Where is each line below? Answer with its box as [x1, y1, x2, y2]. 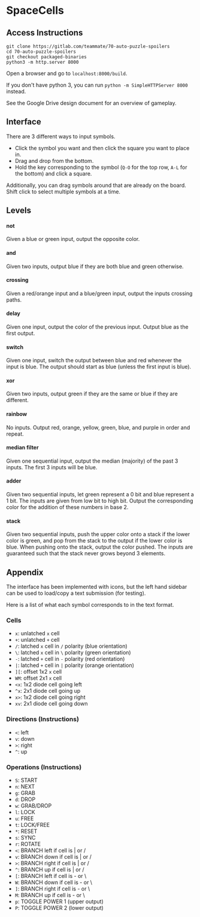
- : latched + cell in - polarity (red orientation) [14, 656, 125, 663]
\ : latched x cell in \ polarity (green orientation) [14, 649, 131, 656]
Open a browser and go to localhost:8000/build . [6, 70, 128, 77]
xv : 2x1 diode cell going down [14, 700, 88, 707]
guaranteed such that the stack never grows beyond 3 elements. [6, 550, 166, 557]
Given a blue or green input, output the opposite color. [6, 236, 140, 243]
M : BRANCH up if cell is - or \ [14, 891, 85, 898]
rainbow [6, 410, 28, 418]
